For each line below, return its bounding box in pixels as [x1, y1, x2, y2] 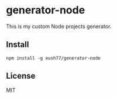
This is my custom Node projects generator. [6, 23, 112, 30]
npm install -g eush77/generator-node [6, 55, 101, 61]
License [6, 71, 36, 81]
